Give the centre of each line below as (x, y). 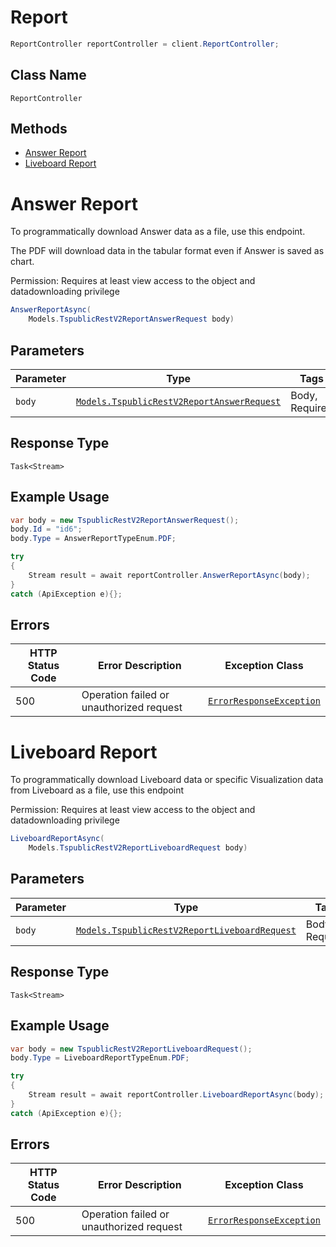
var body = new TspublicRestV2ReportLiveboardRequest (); (131, 1049)
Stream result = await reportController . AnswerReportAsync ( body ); (169, 575)
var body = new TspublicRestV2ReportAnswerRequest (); (125, 520)
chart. (22, 262)
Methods (39, 129)
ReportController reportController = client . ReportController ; (145, 44)
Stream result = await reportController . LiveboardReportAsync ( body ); (176, 1095)
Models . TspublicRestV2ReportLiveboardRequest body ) (138, 848)
